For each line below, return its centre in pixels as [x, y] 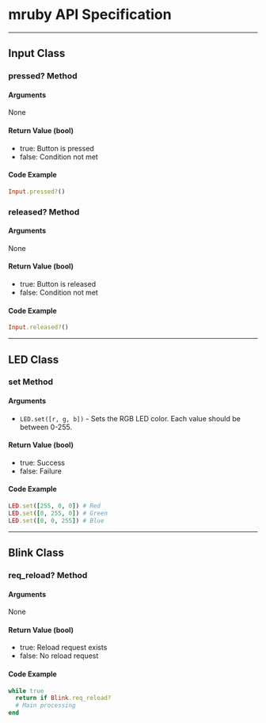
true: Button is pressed [57, 148]
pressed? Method [43, 76]
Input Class [37, 53]
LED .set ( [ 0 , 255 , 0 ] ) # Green [58, 513]
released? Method [44, 211]
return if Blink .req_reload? [63, 698]
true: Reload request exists [63, 648]
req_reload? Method [48, 575]
